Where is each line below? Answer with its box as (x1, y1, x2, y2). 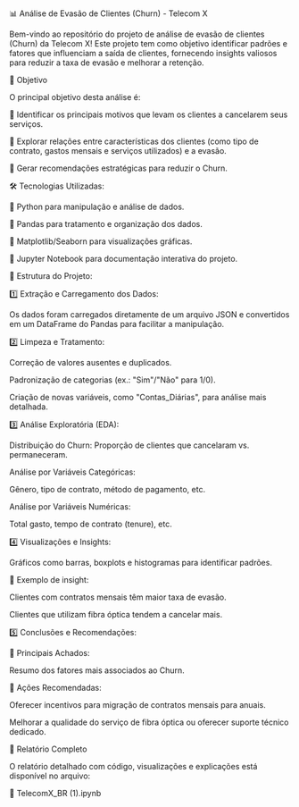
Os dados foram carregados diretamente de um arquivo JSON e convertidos (9, 309, 290, 320)
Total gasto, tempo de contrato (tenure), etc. (9, 518, 172, 529)
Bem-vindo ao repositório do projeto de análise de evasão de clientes (9, 29, 265, 39)
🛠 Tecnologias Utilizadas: (9, 181, 105, 191)
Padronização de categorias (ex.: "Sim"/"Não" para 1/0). (9, 374, 216, 385)
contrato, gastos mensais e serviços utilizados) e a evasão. (9, 146, 228, 156)
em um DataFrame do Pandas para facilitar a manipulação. (9, 319, 225, 329)
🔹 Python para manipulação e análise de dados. (9, 201, 185, 212)
